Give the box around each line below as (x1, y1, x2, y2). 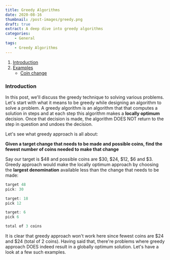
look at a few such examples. (5, 249, 66, 255)
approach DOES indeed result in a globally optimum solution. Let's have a (5, 244, 159, 250)
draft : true (5, 21, 30, 27)
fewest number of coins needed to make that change (5, 146, 119, 152)
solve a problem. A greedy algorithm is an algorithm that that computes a (5, 105, 158, 111)
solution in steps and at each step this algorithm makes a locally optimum (5, 110, 160, 116)
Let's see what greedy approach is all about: (5, 131, 98, 137)
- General (14, 36, 36, 41)
